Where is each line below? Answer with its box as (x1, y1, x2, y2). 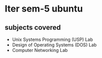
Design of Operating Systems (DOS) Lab (12, 42, 97, 48)
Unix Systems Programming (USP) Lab (12, 36, 93, 42)
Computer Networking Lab (12, 47, 68, 53)
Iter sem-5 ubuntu (5, 3, 83, 15)
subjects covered (5, 23, 61, 32)
